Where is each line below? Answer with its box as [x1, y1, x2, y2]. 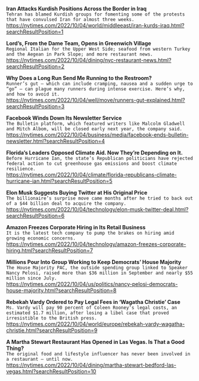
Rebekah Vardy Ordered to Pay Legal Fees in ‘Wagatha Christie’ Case [6, 299, 181, 305]
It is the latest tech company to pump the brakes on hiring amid [6, 230, 175, 236]
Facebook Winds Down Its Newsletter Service [6, 115, 122, 121]
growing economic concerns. [6, 235, 76, 241]
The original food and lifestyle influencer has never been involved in [6, 351, 191, 357]
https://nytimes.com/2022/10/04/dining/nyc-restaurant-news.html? [6, 57, 172, 63]
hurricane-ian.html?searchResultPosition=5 [6, 177, 113, 185]
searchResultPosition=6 [6, 212, 65, 219]
